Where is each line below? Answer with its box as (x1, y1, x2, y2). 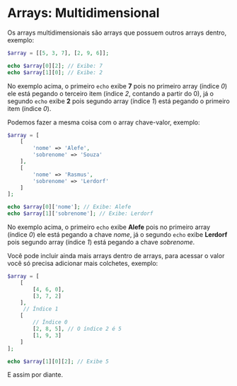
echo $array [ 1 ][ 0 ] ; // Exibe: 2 (7, 69, 103, 76)
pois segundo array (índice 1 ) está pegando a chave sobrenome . (7, 238, 195, 247)
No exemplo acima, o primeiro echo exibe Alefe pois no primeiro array (7, 223, 211, 231)
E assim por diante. (7, 370, 64, 379)
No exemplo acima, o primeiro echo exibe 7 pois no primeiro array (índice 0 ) (7, 81, 228, 90)
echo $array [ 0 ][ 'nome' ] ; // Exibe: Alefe (7, 204, 132, 211)
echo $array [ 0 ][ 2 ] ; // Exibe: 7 (7, 62, 103, 69)
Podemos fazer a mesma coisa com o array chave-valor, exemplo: (7, 118, 200, 127)
